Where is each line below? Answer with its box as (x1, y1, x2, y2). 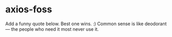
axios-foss (5, 4, 52, 15)
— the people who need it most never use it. (5, 26, 99, 32)
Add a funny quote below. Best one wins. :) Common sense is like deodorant (5, 21, 167, 27)
